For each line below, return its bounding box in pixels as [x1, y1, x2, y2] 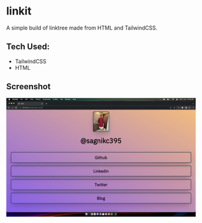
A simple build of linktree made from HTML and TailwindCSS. [6, 24, 158, 31]
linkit [6, 4, 32, 18]
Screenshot [6, 81, 51, 92]
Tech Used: [6, 42, 50, 52]
